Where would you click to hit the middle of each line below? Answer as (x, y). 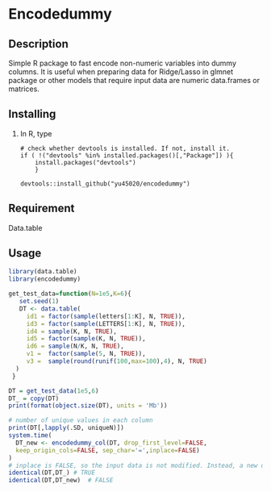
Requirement (42, 208)
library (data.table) (43, 272)
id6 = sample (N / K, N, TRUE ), (75, 346)
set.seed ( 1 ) (39, 302)
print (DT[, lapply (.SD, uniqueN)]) (67, 428)
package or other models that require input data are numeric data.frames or (134, 80)
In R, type (36, 133)
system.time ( (30, 436)
